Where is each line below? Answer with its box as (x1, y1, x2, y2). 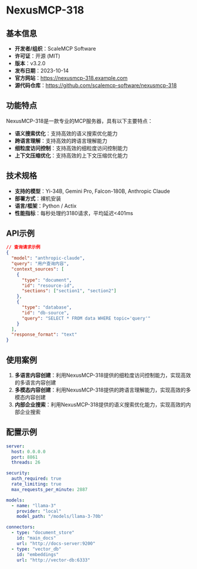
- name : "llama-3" (11, 503, 57, 508)
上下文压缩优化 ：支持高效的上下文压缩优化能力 (14, 152, 128, 159)
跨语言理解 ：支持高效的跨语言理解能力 (14, 137, 107, 144)
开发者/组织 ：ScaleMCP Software (14, 45, 96, 52)
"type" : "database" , (21, 304, 72, 310)
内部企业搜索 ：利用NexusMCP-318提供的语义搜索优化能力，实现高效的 (14, 401, 186, 408)
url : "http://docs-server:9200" (16, 540, 96, 547)
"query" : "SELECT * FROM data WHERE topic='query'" (21, 315, 151, 321)
